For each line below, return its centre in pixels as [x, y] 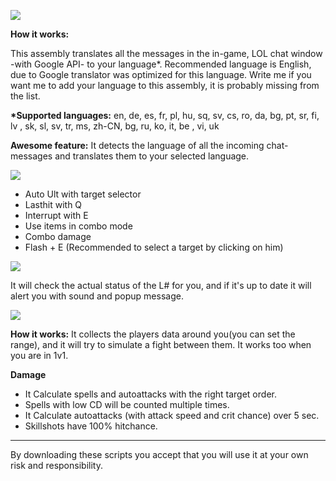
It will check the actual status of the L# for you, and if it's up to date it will [161, 285]
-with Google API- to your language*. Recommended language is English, [161, 64]
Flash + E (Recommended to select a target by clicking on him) [154, 247]
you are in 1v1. [39, 355]
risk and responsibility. [56, 465]
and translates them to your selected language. [152, 156]
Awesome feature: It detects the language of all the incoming [137, 145]
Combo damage [58, 236]
